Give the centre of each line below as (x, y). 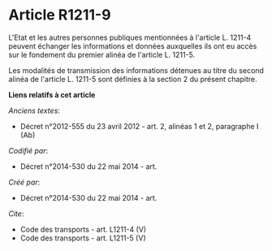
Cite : (16, 214)
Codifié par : (28, 150)
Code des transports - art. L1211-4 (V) (83, 229)
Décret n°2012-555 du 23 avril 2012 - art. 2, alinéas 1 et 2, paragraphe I (139, 126)
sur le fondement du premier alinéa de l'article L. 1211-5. (102, 54)
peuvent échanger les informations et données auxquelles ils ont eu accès (133, 45)
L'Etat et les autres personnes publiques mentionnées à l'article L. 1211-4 (130, 37)
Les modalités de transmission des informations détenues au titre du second (136, 70)
